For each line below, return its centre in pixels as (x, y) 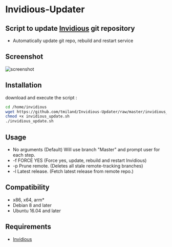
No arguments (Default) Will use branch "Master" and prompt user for (86, 149)
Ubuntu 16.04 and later (37, 211)
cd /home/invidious (26, 107)
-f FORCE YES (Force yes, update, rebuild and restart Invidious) (80, 160)
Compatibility (27, 187)
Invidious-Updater (45, 9)
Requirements (28, 227)
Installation (24, 85)
